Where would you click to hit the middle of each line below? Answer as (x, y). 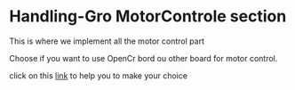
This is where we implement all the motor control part (107, 41)
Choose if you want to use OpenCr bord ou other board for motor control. (144, 58)
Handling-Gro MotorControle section (148, 16)
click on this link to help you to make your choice (99, 75)
